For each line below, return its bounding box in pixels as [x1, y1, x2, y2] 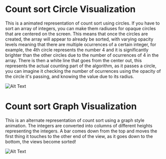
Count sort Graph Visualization [5, 101, 137, 112]
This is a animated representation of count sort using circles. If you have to [5, 20, 160, 26]
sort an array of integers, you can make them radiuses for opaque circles [5, 25, 156, 31]
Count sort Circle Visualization [5, 4, 136, 15]
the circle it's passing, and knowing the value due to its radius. [5, 73, 134, 79]
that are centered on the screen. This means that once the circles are [5, 31, 148, 37]
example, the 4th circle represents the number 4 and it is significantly [5, 47, 149, 53]
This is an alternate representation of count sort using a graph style [5, 117, 144, 123]
